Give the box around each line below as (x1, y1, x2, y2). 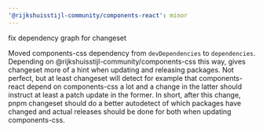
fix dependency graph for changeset (8, 33, 127, 42)
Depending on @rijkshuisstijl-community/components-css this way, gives (8, 57, 246, 66)
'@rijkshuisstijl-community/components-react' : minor (8, 11, 188, 20)
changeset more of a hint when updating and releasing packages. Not (8, 64, 234, 75)
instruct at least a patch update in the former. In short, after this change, (8, 90, 241, 99)
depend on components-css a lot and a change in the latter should (26, 82, 243, 91)
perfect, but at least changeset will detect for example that (8, 73, 198, 82)
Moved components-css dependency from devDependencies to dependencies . (8, 48, 256, 57)
